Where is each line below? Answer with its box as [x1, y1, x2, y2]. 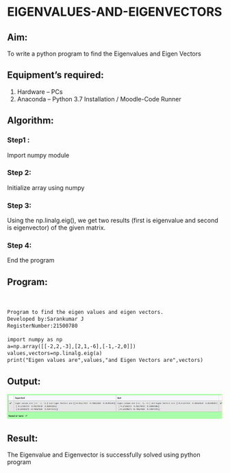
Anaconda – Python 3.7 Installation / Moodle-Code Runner [16, 95, 181, 103]
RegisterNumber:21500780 [7, 323, 78, 330]
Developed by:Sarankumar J [7, 316, 84, 323]
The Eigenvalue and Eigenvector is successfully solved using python [7, 450, 201, 459]
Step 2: [7, 168, 32, 178]
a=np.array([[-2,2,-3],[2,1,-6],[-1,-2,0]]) [7, 343, 136, 350]
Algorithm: [7, 114, 54, 127]
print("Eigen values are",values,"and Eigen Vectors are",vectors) [7, 357, 204, 364]
